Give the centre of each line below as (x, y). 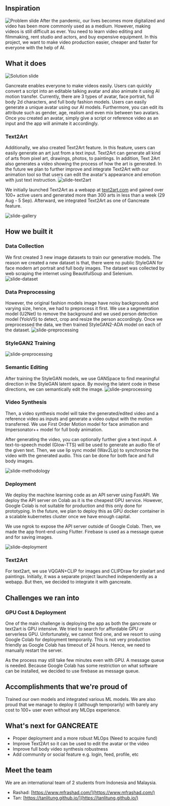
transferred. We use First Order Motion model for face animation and (77, 424)
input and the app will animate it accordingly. (52, 123)
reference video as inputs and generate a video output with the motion (79, 419)
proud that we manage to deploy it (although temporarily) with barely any (82, 704)
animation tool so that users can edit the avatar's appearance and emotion (83, 174)
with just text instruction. (31, 180)
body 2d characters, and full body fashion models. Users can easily (76, 102)
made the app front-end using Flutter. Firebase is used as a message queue (84, 532)
